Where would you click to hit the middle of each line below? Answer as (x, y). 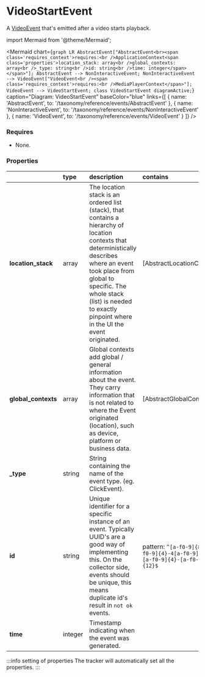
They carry (105, 387)
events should (110, 575)
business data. (110, 448)
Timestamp (106, 623)
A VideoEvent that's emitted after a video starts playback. (79, 28)
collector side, (110, 567)
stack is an (105, 194)
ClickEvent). (106, 489)
